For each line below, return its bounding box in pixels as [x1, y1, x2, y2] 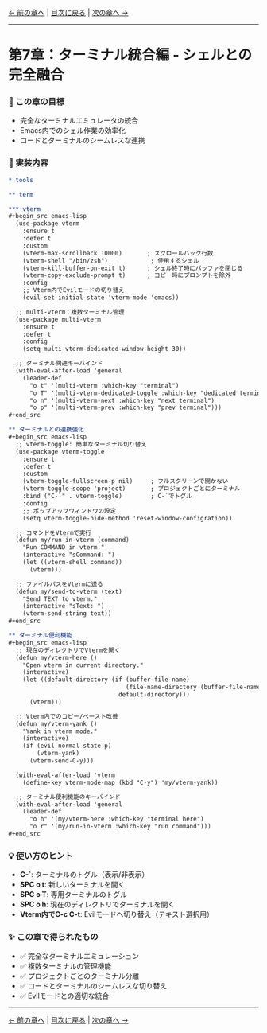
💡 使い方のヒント [8, 850, 73, 861]
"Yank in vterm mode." [22, 727, 98, 735]
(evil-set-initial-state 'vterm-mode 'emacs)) [22, 294, 180, 302]
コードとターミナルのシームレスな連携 [19, 135, 145, 146]
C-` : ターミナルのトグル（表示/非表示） [19, 870, 149, 879]
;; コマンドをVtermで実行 [15, 528, 91, 536]
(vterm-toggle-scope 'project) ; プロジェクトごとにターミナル [22, 485, 241, 493]
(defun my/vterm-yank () [15, 719, 98, 727]
